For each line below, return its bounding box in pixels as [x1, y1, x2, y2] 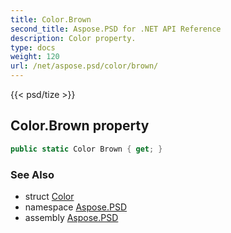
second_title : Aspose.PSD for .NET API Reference [10, 24, 222, 34]
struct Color [24, 190, 75, 202]
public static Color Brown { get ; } [10, 144, 163, 154]
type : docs [10, 42, 56, 53]
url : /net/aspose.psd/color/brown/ [10, 61, 159, 71]
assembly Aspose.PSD [24, 211, 119, 223]
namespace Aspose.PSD [24, 201, 128, 213]
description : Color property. [10, 33, 137, 43]
